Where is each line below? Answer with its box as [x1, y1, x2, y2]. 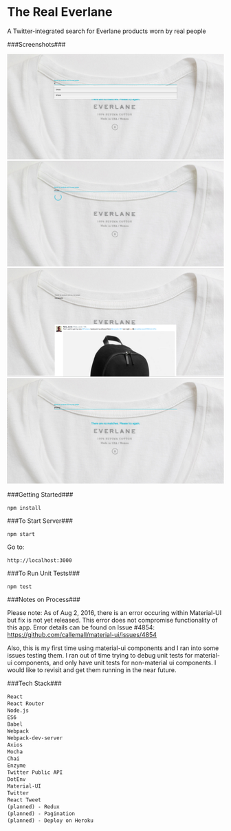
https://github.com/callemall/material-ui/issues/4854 [7, 630, 157, 638]
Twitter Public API [7, 768, 63, 776]
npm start [7, 530, 36, 537]
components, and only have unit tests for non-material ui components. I [13, 658, 217, 667]
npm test [7, 583, 32, 590]
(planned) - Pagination [7, 810, 76, 817]
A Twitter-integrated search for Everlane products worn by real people [7, 27, 206, 35]
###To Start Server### [7, 517, 74, 525]
